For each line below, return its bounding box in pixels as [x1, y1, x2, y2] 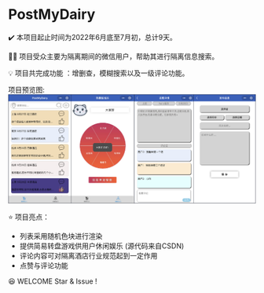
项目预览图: [8, 85, 46, 94]
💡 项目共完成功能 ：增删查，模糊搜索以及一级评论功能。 [8, 68, 189, 78]
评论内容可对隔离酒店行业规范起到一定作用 [19, 251, 158, 261]
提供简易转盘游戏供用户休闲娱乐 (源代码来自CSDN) [19, 241, 185, 251]
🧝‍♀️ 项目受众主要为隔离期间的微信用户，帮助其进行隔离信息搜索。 [8, 51, 219, 60]
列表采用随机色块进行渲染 [19, 232, 103, 241]
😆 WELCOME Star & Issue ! [8, 277, 97, 286]
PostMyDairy [8, 5, 96, 24]
